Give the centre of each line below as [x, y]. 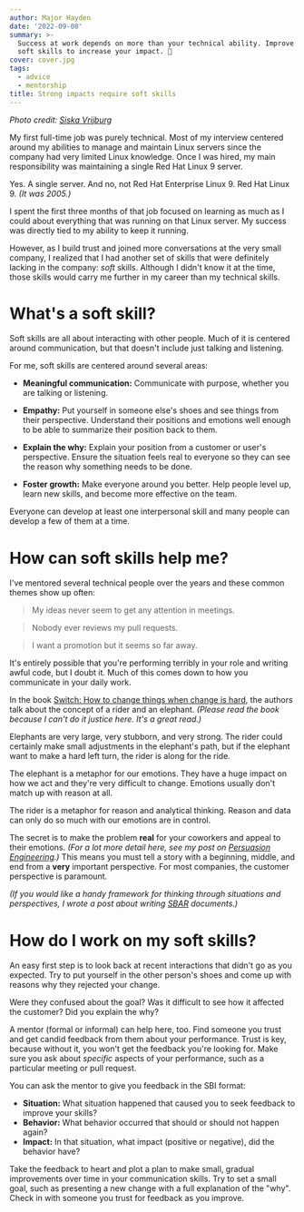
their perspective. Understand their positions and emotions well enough [157, 420]
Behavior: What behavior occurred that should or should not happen [151, 1123]
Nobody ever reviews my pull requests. [105, 628]
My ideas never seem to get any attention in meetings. [133, 610]
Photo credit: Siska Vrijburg [61, 120]
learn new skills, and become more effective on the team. [130, 494]
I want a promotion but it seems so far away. [114, 645]
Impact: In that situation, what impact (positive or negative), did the [148, 1142]
